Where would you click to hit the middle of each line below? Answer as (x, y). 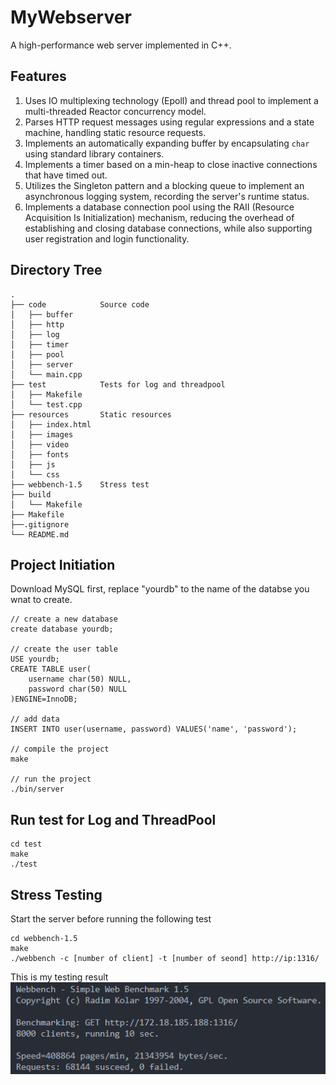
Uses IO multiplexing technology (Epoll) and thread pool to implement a (171, 100)
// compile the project (60, 749)
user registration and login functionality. (107, 238)
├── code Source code (80, 304)
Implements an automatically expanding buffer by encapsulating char (167, 143)
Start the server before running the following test (111, 919)
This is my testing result (59, 977)
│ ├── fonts (40, 454)
